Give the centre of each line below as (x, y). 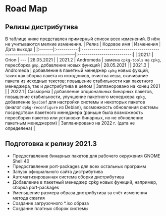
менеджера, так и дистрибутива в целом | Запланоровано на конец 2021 (83, 86)
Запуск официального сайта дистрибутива (57, 171)
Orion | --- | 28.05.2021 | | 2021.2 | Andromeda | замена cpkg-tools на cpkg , (83, 60)
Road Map (27, 9)
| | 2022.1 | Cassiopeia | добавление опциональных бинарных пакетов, (79, 91)
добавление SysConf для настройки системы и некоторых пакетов (75, 102)
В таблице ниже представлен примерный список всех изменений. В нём (83, 39)
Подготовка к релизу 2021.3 (51, 144)
